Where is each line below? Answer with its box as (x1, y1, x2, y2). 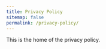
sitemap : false (6, 14, 44, 20)
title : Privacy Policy (6, 8, 63, 15)
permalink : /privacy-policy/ (6, 20, 79, 26)
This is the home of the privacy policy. (6, 36, 101, 44)
